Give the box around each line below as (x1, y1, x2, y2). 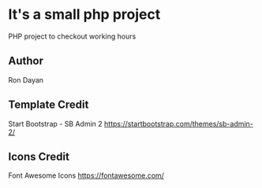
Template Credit (8, 98, 89, 112)
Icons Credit (8, 149, 69, 163)
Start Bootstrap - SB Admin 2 (8, 119, 103, 128)
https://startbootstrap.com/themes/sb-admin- (103, 119, 254, 128)
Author (8, 54, 43, 68)
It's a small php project (8, 6, 161, 24)
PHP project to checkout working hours (8, 31, 137, 41)
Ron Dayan (8, 75, 44, 84)
